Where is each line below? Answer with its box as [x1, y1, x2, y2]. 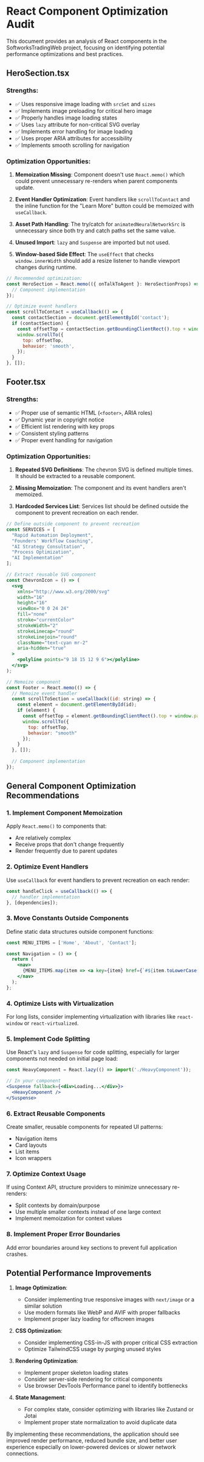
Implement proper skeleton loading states [24, 1369, 129, 1377]
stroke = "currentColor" [17, 617, 75, 623]
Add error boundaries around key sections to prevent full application [6, 1244, 177, 1251]
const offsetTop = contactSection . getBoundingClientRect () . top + [17, 326, 186, 332]
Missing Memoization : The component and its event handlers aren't [15, 484, 186, 492]
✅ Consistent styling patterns [15, 429, 89, 437]
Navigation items [15, 1134, 58, 1142]
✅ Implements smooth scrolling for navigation [15, 142, 129, 149]
